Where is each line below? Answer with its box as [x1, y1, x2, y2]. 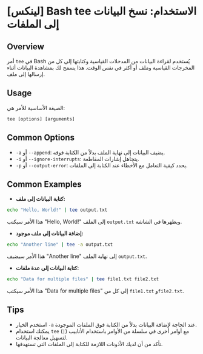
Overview [7, 41, 45, 52]
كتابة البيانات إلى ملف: [15, 195, 65, 203]
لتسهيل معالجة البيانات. [15, 333, 68, 341]
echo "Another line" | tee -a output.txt [7, 241, 113, 248]
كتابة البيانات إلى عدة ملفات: [15, 265, 79, 272]
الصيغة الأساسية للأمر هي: [7, 104, 65, 111]
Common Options [7, 133, 75, 143]
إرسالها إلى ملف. [7, 71, 45, 77]
